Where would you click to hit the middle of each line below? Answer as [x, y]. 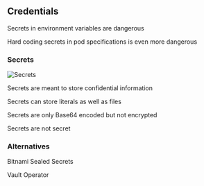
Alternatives [28, 146]
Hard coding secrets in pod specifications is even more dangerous [102, 42]
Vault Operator [28, 175]
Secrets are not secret [39, 128]
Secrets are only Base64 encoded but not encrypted [82, 115]
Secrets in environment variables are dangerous [76, 28]
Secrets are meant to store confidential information [80, 88]
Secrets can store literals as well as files [64, 102]
